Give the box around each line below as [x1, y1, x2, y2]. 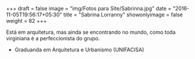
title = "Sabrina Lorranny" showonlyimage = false [63, 11, 183, 18]
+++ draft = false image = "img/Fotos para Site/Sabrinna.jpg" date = [6, 5, 172, 12]
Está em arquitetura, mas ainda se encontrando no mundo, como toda [6, 29, 176, 36]
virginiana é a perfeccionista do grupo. [6, 35, 100, 41]
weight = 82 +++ [6, 18, 47, 24]
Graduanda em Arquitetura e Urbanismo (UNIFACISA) [14, 46, 144, 53]
